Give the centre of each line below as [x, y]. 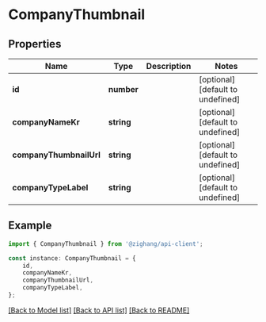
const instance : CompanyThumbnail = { [72, 258]
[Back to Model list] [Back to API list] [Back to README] [99, 310]
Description [169, 66]
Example [30, 226]
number [123, 89]
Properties [35, 44]
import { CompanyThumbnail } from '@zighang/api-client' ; [106, 243]
